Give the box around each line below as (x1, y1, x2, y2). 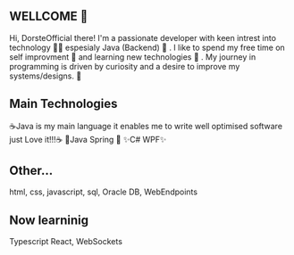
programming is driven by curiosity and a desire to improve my (9, 61, 240, 71)
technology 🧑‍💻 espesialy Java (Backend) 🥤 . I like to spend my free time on (9, 42, 286, 53)
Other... (9, 163, 54, 178)
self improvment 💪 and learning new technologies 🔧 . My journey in (9, 51, 256, 62)
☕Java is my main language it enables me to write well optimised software (9, 120, 283, 131)
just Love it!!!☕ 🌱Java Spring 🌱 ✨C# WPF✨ (9, 134, 167, 144)
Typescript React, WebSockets (9, 236, 123, 247)
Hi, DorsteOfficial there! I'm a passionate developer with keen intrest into (9, 32, 277, 43)
